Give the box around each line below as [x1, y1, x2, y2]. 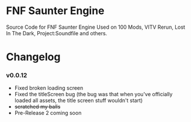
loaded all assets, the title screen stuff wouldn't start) [14, 97, 143, 104]
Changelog [6, 50, 61, 64]
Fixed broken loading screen [14, 84, 84, 91]
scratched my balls [14, 103, 61, 110]
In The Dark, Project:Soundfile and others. [6, 29, 107, 36]
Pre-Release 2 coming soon [14, 110, 82, 117]
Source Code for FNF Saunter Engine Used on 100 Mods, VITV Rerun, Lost [6, 23, 186, 30]
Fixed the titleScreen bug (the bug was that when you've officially [14, 91, 173, 98]
